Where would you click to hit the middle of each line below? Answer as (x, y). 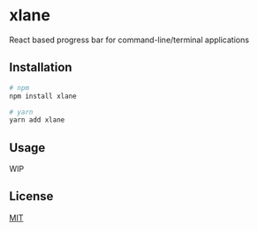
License (31, 196)
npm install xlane (43, 96)
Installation (41, 67)
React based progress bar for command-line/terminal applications (129, 40)
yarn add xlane (37, 120)
